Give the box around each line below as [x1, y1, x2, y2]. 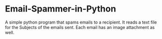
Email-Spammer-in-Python [5, 3, 116, 14]
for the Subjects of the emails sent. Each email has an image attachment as [5, 24, 155, 30]
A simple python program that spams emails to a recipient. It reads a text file [5, 19, 157, 25]
